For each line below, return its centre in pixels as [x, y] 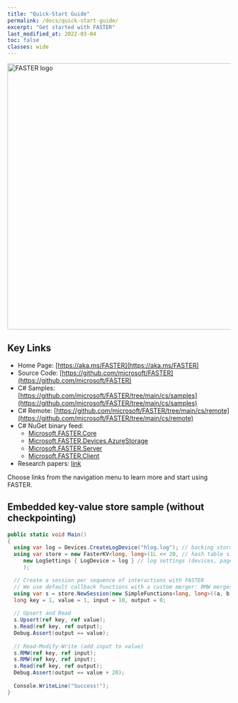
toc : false [23, 40]
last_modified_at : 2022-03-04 [52, 34]
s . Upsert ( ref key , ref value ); [60, 620]
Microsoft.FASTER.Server [65, 448]
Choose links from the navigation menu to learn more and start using [108, 477]
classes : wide [28, 47]
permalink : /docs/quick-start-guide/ [63, 21]
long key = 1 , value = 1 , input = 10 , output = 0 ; [90, 600]
